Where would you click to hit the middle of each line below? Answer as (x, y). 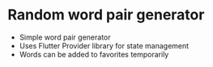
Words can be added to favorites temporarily (94, 54)
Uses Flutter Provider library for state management (104, 45)
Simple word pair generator (65, 37)
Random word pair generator (106, 15)
